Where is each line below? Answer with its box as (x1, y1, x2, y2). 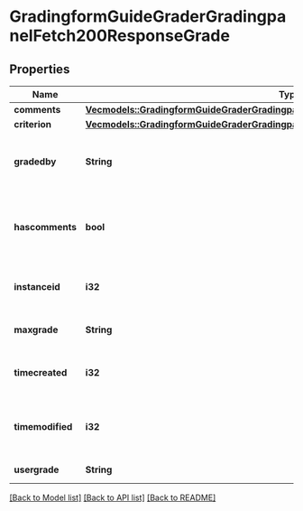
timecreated (14, 367, 68, 378)
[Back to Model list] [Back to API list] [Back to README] (9, 492, 216, 503)
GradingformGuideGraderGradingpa (9, 6, 287, 27)
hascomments (14, 221, 77, 233)
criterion (14, 118, 52, 130)
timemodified (14, 421, 73, 432)
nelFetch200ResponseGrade (9, 25, 230, 46)
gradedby (14, 155, 57, 168)
